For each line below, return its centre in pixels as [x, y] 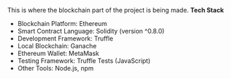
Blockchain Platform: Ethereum [62, 23]
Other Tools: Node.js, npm [55, 68]
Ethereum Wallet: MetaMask [58, 53]
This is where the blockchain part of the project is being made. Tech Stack [115, 10]
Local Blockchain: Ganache [57, 46]
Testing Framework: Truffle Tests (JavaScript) [84, 61]
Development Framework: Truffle [65, 38]
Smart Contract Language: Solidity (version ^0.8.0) [91, 31]
